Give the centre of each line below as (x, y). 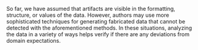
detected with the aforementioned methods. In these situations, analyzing (99, 28)
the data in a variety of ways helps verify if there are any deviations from (98, 34)
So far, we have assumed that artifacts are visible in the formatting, (91, 9)
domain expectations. (34, 41)
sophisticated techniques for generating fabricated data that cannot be (96, 21)
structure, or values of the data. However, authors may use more (88, 15)
